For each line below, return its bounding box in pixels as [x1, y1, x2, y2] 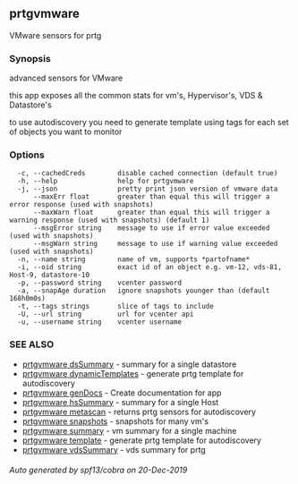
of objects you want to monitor [9, 126, 123, 137]
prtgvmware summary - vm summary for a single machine [21, 425, 237, 436]
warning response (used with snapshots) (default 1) [9, 216, 210, 225]
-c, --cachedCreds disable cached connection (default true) [17, 169, 278, 178]
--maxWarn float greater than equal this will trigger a [32, 208, 270, 217]
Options [9, 149, 45, 161]
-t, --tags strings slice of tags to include [17, 302, 215, 311]
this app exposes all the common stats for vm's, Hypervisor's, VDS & [9, 90, 263, 101]
